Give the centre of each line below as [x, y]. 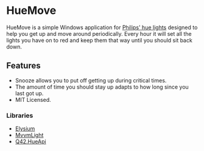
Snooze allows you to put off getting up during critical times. [91, 80]
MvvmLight [29, 135]
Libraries [20, 115]
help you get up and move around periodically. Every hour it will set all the [99, 33]
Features [23, 66]
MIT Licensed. [33, 99]
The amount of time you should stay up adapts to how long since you [102, 87]
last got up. [29, 93]
